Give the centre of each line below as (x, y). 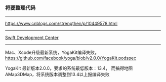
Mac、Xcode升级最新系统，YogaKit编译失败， (52, 52)
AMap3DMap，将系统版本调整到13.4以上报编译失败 (57, 75)
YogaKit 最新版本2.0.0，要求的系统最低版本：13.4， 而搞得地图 (69, 68)
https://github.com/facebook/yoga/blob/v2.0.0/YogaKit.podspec (71, 58)
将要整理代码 (21, 7)
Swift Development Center (32, 38)
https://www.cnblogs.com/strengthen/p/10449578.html (61, 24)
